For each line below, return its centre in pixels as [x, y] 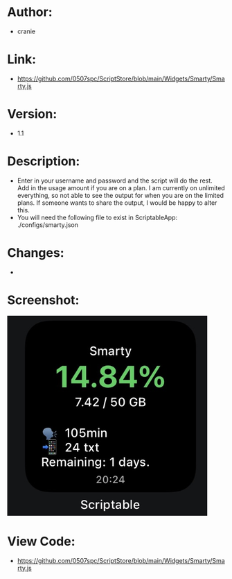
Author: [30, 12]
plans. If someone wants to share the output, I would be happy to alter [117, 203]
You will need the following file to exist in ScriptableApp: [97, 217]
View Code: [41, 541]
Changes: [36, 252]
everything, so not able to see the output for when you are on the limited [120, 195]
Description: [44, 161]
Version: [32, 114]
